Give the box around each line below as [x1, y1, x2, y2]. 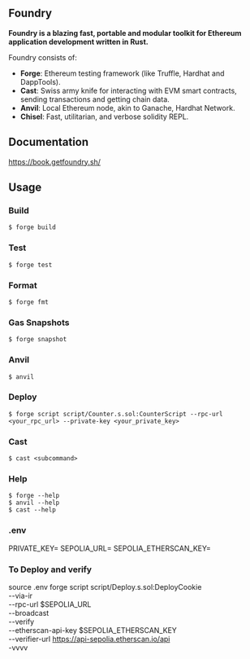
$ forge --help [8, 492, 60, 500]
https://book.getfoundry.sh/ [8, 156, 101, 166]
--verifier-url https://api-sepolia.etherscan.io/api [8, 634, 170, 644]
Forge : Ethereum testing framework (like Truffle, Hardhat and [19, 68, 225, 78]
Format [8, 279, 38, 291]
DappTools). [19, 77, 61, 86]
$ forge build [8, 223, 57, 231]
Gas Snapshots [8, 317, 70, 328]
